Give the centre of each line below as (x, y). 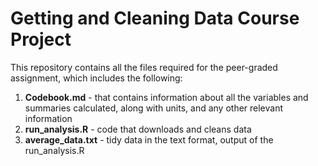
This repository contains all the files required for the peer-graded (144, 67)
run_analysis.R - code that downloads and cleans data (138, 129)
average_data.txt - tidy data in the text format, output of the (149, 139)
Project (41, 39)
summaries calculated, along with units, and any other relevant (154, 108)
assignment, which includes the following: (96, 78)
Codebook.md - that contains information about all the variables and (166, 97)
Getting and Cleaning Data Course (155, 18)
